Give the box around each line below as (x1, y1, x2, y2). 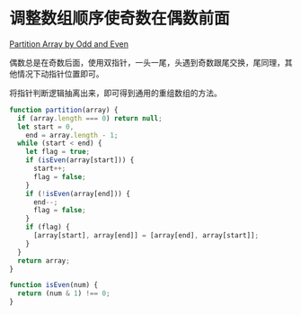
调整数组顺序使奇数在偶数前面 (9, 8, 231, 29)
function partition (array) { (9, 105, 119, 114)
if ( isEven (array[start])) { (25, 156, 135, 165)
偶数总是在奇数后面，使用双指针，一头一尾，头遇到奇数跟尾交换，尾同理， (9, 57, 285, 67)
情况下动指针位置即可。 (16, 68, 104, 79)
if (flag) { (25, 222, 70, 232)
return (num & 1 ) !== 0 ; (17, 289, 111, 298)
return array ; (17, 256, 70, 265)
